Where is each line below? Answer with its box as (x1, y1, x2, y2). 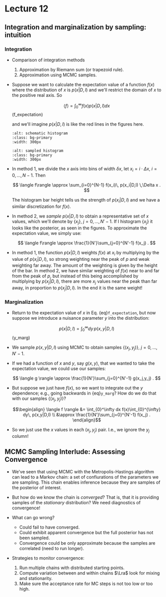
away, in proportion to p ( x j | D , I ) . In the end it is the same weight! (11, 285, 143, 292)
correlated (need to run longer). (19, 545, 84, 551)
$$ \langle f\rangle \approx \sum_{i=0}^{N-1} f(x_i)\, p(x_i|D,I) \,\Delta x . (12, 182, 161, 188)
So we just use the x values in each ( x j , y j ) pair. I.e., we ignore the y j (11, 427, 150, 434)
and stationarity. (19, 575, 53, 581)
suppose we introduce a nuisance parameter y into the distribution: (11, 315, 150, 321)
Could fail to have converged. (19, 524, 80, 530)
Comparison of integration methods (11, 57, 85, 63)
